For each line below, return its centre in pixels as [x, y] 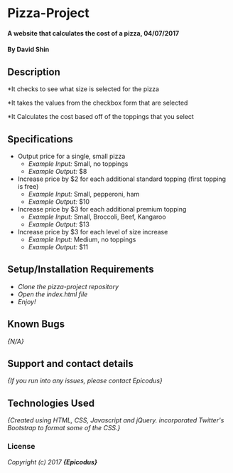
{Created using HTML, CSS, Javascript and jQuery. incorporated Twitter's [116, 420]
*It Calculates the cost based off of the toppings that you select [101, 117]
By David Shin [28, 50]
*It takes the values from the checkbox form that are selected [98, 103]
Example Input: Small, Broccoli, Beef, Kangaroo [97, 217]
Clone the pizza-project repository [68, 286]
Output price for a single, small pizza [71, 156]
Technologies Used [51, 403]
